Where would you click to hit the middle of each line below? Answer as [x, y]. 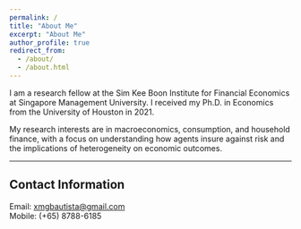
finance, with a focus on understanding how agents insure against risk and [147, 139]
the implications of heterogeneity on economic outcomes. [116, 148]
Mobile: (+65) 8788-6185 [56, 216]
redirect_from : [38, 51]
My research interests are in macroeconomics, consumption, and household [150, 129]
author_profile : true [50, 42]
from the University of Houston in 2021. [82, 112]
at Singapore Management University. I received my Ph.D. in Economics [142, 102]
